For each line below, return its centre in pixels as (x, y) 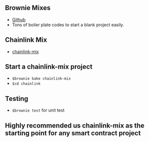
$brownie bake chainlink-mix (41, 79)
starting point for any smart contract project (73, 133)
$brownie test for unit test (38, 110)
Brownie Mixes (28, 8)
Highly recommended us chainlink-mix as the (75, 125)
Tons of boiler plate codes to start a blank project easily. (68, 25)
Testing (17, 99)
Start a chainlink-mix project (49, 67)
